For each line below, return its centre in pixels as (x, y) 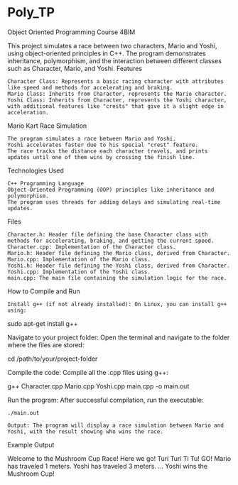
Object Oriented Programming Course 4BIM (71, 32)
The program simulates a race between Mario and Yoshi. (92, 138)
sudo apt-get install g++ (43, 323)
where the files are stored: (46, 344)
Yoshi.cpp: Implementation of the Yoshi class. (79, 272)
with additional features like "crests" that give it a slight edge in (115, 106)
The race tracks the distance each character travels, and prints (108, 151)
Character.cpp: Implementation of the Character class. (92, 247)
